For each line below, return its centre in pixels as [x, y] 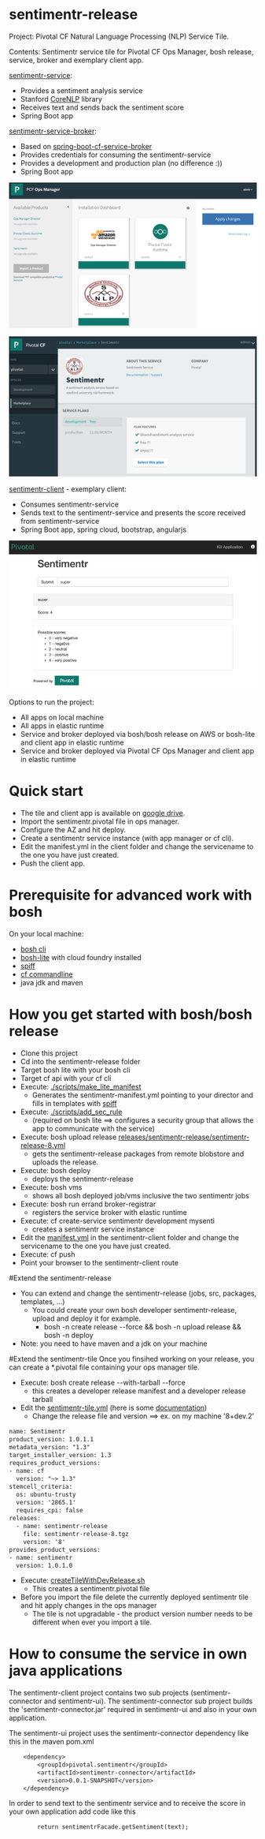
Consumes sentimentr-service [69, 505]
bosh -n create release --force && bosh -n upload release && [143, 1326]
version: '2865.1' [46, 1502]
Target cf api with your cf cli [66, 1078]
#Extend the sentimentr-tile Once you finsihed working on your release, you [132, 1359]
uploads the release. [65, 1162]
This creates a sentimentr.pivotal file [91, 1588]
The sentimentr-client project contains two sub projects [99, 1692]
